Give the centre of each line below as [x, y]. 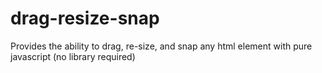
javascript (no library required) [73, 56]
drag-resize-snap [85, 18]
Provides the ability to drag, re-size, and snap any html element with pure [161, 46]
